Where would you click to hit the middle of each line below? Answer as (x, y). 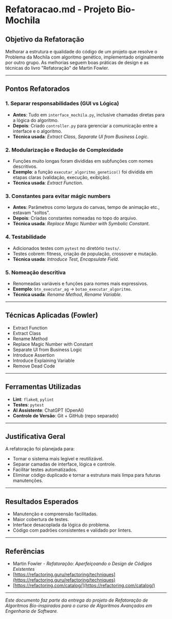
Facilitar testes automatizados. (45, 470)
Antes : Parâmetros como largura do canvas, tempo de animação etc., (86, 207)
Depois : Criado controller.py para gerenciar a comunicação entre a (85, 125)
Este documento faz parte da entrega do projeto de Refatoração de (77, 600)
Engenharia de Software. (32, 611)
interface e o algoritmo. (37, 131)
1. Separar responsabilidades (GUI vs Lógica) (62, 104)
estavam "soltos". (31, 213)
